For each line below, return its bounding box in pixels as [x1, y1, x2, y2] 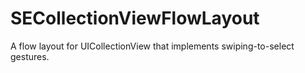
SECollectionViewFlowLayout [10, 7, 260, 30]
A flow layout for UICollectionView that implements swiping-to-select [10, 40, 295, 52]
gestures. [10, 50, 50, 62]
